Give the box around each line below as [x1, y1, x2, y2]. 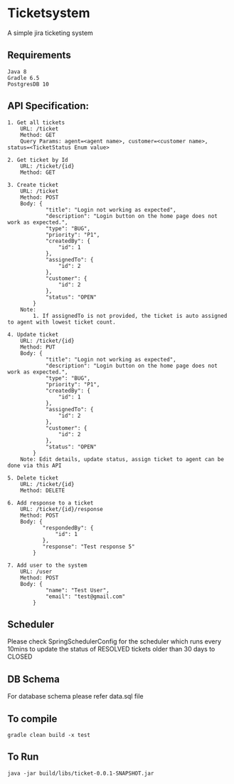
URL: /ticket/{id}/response [20, 505, 103, 512]
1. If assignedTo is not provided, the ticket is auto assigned [33, 312, 228, 319]
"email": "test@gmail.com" [45, 593, 126, 600]
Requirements [7, 49, 71, 61]
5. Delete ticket [7, 474, 59, 482]
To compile [7, 713, 58, 725]
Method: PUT [20, 344, 55, 351]
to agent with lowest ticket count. [7, 319, 116, 326]
